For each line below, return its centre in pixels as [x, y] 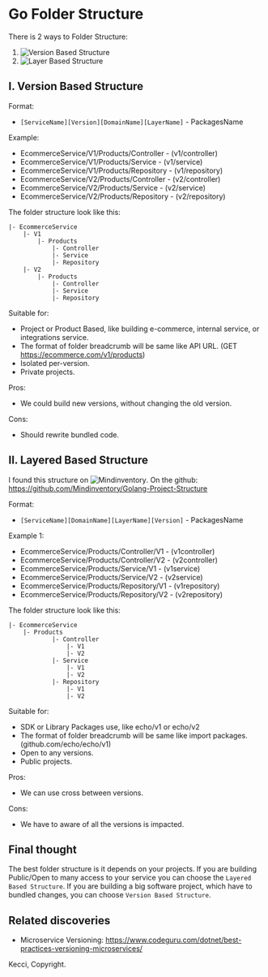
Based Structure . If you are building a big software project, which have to [130, 886]
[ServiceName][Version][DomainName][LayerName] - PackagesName [132, 122]
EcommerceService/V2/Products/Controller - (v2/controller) [120, 179]
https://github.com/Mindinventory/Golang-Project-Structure [108, 488]
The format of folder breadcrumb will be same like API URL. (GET [128, 346]
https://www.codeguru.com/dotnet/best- [173, 940]
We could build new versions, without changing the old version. [126, 403]
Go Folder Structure [76, 14]
